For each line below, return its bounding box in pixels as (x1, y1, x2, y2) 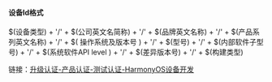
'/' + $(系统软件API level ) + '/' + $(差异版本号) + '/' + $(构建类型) (27, 47, 244, 57)
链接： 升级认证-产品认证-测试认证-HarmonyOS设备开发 (8, 65, 195, 75)
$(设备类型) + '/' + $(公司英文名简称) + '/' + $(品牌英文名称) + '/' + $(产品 (8, 27, 253, 37)
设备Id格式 (8, 7, 44, 17)
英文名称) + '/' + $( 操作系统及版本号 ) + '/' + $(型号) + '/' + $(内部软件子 (15, 37, 257, 47)
